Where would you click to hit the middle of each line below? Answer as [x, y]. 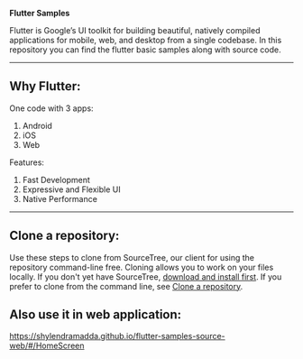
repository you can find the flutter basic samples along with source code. [145, 50]
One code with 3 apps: [51, 108]
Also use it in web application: [96, 315]
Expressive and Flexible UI [71, 189]
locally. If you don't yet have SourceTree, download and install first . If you [146, 276]
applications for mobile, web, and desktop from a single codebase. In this [146, 40]
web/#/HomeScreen [47, 345]
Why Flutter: [45, 86]
